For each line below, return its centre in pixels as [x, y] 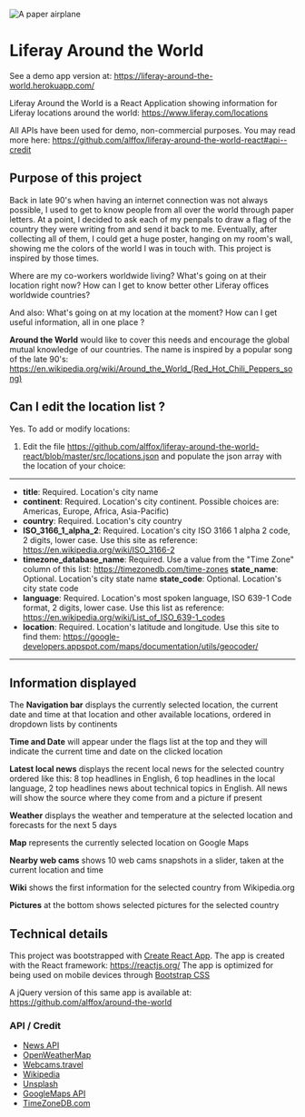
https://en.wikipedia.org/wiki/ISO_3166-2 [98, 549]
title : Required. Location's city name [90, 491]
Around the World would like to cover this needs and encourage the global [150, 340]
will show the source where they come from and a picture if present [136, 798]
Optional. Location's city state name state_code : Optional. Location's [152, 578]
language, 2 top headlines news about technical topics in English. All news [148, 788]
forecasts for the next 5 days [64, 825]
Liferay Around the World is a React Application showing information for [144, 103]
